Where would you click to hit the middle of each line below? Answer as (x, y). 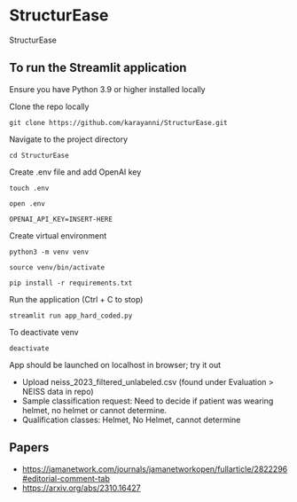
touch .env (29, 188)
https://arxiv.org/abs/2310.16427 (81, 488)
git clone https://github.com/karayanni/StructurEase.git (118, 122)
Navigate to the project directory (69, 139)
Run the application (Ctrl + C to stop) (76, 299)
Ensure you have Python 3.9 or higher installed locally (107, 89)
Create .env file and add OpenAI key (75, 172)
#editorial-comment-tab (66, 478)
